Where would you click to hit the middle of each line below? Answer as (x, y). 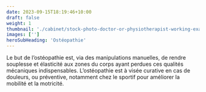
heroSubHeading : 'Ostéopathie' (46, 40)
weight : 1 (19, 23)
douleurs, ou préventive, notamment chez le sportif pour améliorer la (93, 77)
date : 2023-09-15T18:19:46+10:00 (49, 12)
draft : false (23, 18)
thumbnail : (20, 29)
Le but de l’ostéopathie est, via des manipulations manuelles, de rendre (96, 58)
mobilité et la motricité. (35, 83)
